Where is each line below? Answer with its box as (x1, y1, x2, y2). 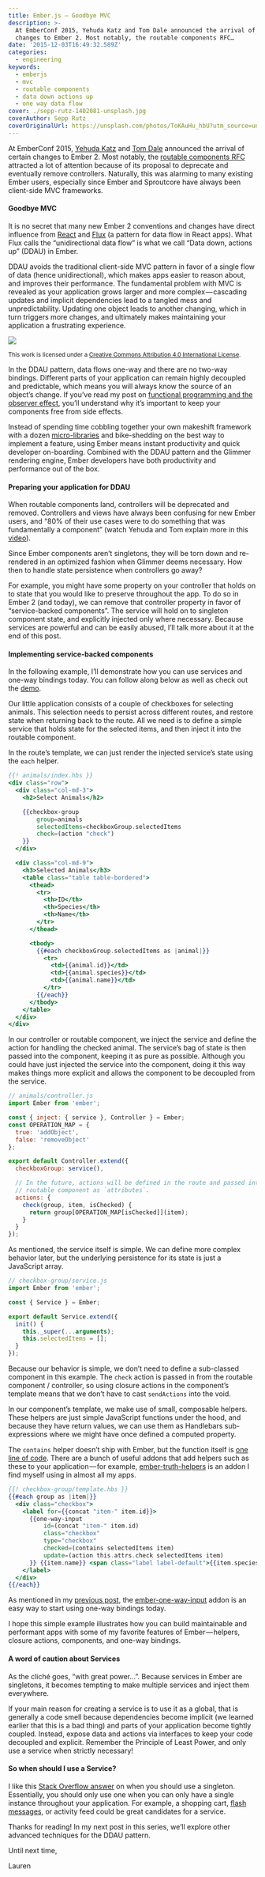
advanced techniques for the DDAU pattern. (8, 1830, 151, 1840)
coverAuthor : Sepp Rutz (8, 115, 87, 123)
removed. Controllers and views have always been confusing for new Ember (8, 508, 256, 518)
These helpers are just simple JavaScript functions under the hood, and (8, 1413, 241, 1422)
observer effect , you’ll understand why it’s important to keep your (8, 398, 221, 407)
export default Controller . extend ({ (8, 1157, 129, 1165)
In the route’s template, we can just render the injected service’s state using (8, 748, 254, 758)
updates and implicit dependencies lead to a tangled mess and (8, 295, 212, 305)
